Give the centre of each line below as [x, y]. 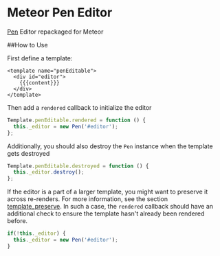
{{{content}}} [40, 83]
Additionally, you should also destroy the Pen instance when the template [110, 146]
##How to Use [27, 45]
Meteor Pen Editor [60, 13]
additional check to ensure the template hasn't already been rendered [106, 213]
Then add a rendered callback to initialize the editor [79, 107]
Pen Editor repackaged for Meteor [55, 32]
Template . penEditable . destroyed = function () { [78, 166]
